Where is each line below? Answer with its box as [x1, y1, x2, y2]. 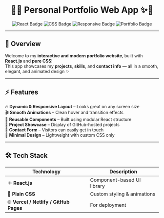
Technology [32, 169, 61, 175]
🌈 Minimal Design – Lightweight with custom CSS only [5, 132, 115, 138]
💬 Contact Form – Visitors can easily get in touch [5, 127, 104, 133]
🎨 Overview [5, 40, 41, 48]
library [90, 183, 105, 190]
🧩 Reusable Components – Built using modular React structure [5, 116, 132, 122]
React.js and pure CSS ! [5, 58, 53, 64]
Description [109, 169, 138, 175]
